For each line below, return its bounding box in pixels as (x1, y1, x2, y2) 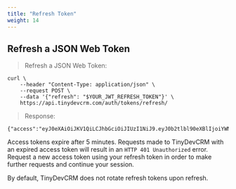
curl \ (7, 75, 27, 82)
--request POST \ (20, 87, 71, 95)
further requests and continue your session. (7, 160, 135, 169)
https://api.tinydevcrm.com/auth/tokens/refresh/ (20, 100, 169, 107)
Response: (24, 112, 55, 120)
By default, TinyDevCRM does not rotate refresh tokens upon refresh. (7, 174, 209, 183)
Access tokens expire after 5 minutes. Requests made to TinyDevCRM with (7, 138, 224, 146)
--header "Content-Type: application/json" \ (20, 82, 156, 89)
